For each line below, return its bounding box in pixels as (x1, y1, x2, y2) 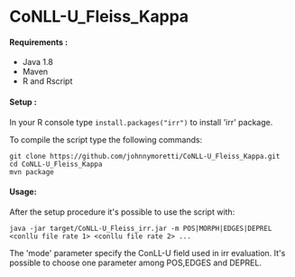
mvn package (9, 167, 54, 177)
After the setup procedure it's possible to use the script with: (9, 206, 235, 217)
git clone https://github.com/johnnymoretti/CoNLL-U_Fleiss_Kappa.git (9, 152, 281, 161)
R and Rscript (22, 76, 73, 87)
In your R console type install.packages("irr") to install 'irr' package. (9, 116, 273, 127)
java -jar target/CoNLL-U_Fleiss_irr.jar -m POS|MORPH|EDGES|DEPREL (9, 224, 272, 233)
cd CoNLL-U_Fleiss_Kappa (9, 160, 103, 169)
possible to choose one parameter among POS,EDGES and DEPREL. (9, 257, 262, 268)
